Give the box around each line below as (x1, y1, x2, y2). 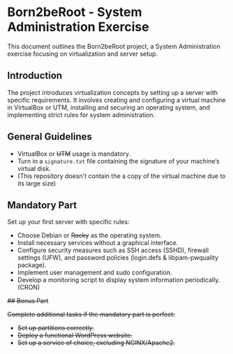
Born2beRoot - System (7, 4, 142, 20)
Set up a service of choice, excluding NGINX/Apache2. (17, 339, 176, 347)
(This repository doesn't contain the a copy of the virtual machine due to (17, 172, 226, 180)
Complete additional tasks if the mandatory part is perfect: (7, 310, 176, 318)
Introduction (7, 70, 63, 82)
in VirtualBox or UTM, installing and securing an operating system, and (7, 103, 211, 112)
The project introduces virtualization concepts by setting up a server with (7, 88, 218, 96)
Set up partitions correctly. (17, 324, 94, 332)
